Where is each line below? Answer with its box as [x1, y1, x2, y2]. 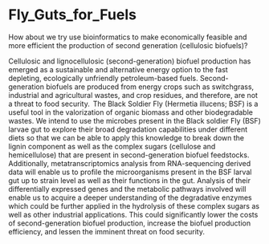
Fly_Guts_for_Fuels [8, 6, 137, 24]
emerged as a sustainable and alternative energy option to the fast [8, 64, 229, 74]
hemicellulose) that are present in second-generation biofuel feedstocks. [8, 150, 250, 160]
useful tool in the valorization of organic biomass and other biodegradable [8, 107, 253, 117]
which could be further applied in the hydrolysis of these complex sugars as [8, 201, 259, 210]
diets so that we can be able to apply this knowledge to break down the [8, 132, 245, 142]
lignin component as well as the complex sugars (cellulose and [8, 141, 216, 151]
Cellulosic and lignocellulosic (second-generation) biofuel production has [8, 56, 251, 66]
